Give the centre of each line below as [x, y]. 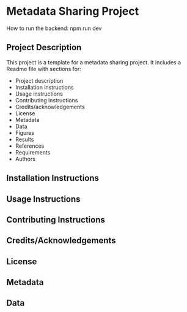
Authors [25, 159]
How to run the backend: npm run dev [54, 28]
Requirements [33, 152]
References [30, 146]
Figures [25, 132]
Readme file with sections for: [44, 69]
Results [24, 139]
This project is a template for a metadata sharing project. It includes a [94, 62]
